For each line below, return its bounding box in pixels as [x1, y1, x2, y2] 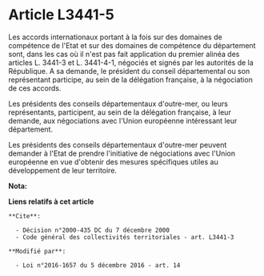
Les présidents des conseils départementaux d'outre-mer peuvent [8, 140, 227, 149]
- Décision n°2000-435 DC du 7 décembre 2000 [15, 226, 170, 234]
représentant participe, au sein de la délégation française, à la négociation [8, 75, 254, 84]
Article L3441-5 [8, 6, 114, 24]
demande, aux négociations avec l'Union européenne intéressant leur [8, 116, 238, 125]
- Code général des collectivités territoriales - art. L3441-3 [15, 233, 234, 241]
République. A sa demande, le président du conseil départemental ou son [8, 66, 250, 75]
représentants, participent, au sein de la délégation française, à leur [8, 107, 232, 117]
